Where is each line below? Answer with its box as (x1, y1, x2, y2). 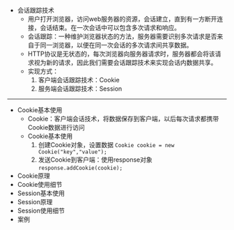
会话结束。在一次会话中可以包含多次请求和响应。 (40, 24, 181, 31)
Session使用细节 (17, 206, 65, 215)
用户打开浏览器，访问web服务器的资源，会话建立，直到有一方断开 (27, 15, 217, 23)
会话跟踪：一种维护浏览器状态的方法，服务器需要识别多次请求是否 (27, 32, 217, 40)
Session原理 (17, 198, 53, 206)
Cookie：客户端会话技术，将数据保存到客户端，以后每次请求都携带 (27, 114, 219, 123)
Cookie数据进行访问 (27, 123, 85, 131)
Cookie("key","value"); (38, 148, 107, 155)
